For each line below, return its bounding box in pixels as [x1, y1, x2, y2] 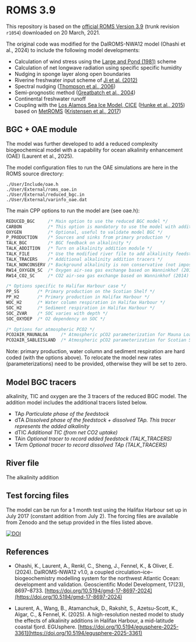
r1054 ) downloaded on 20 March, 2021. [6, 29, 100, 36]
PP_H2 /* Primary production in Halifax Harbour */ [6, 294, 150, 300]
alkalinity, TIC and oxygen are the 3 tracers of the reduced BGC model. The [6, 392, 187, 399]
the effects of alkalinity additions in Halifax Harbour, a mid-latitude [14, 617, 174, 624]
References [6, 547, 49, 557]
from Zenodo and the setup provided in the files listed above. [6, 519, 153, 526]
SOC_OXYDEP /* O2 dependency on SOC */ [6, 316, 106, 322]
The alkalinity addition [6, 474, 60, 481]
